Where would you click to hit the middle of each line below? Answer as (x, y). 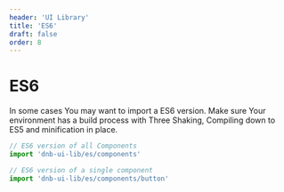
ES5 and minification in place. (64, 130)
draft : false (33, 34)
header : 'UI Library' (49, 17)
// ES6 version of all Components (73, 146)
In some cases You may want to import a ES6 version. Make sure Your (138, 111)
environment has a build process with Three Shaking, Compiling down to (142, 120)
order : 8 (25, 42)
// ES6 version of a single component (81, 170)
